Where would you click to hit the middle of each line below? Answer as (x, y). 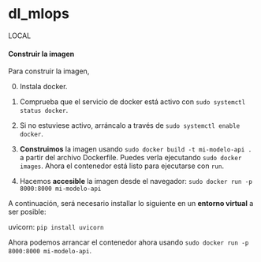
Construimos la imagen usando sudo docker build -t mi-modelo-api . (136, 149)
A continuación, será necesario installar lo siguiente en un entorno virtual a (131, 204)
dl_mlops (39, 14)
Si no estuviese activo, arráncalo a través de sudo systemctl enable (130, 125)
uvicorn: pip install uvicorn (56, 227)
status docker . (44, 110)
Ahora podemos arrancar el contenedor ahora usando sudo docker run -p (129, 242)
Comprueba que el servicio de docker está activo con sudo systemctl (132, 102)
